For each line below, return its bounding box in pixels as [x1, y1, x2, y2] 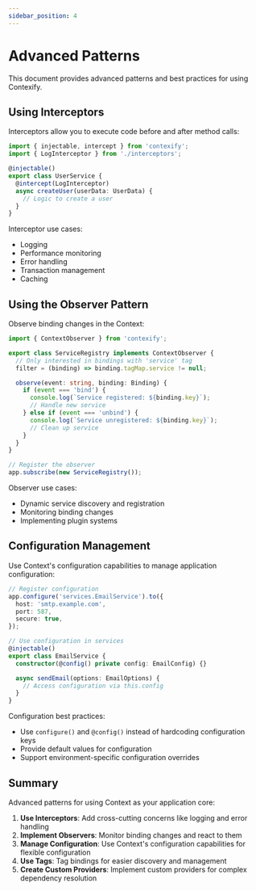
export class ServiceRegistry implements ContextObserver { [8, 349, 215, 357]
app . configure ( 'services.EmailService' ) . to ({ [8, 592, 163, 600]
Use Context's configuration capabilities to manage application [8, 561, 217, 570]
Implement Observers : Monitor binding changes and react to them [19, 830, 243, 840]
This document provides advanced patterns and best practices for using [8, 74, 249, 83]
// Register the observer [8, 461, 95, 469]
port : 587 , [15, 607, 52, 616]
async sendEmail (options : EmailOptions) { [15, 674, 160, 683]
